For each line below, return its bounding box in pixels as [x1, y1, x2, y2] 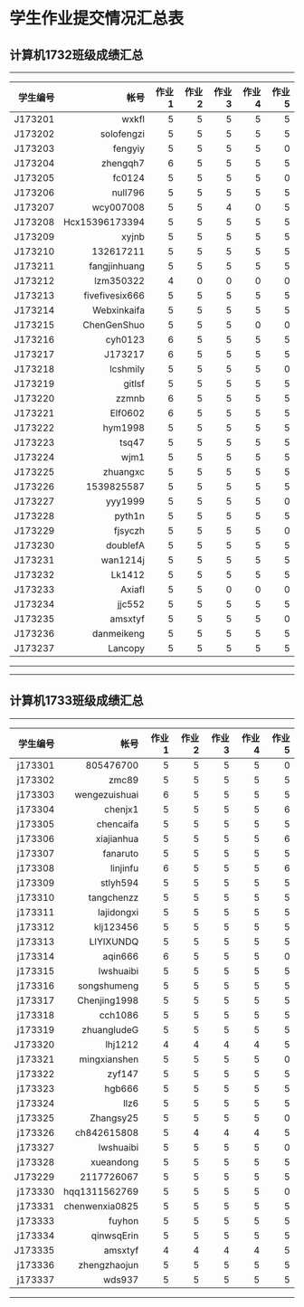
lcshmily [109, 363, 145, 375]
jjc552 [117, 598, 145, 611]
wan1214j [100, 554, 145, 566]
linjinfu [109, 861, 139, 874]
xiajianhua [95, 832, 139, 845]
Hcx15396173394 [62, 216, 145, 228]
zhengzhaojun [78, 1258, 139, 1271]
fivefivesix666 [83, 289, 145, 301]
